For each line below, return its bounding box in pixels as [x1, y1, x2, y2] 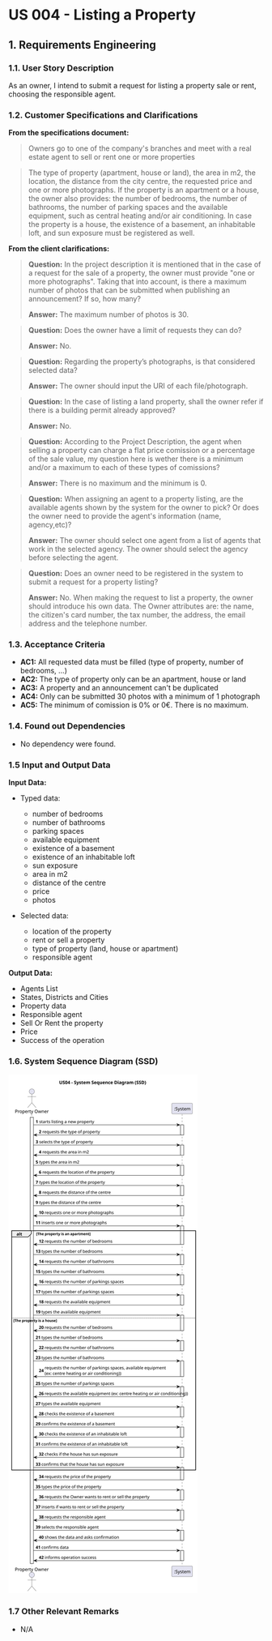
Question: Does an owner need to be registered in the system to [28, 569, 244, 579]
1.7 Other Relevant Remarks [8, 1606, 120, 1617]
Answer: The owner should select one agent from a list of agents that [28, 536, 261, 545]
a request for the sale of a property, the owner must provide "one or [28, 268, 255, 278]
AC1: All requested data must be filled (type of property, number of [19, 657, 244, 667]
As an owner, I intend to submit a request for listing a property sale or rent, [8, 80, 257, 90]
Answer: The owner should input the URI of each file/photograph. [28, 381, 249, 391]
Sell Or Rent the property [19, 1019, 104, 1028]
